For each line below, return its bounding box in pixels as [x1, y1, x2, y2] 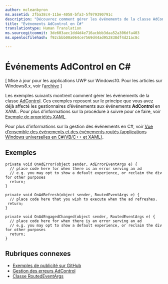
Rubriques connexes [5, 250, 71, 258]
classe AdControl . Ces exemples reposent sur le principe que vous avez [5, 98, 153, 104]
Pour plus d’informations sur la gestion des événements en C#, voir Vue [5, 123, 153, 129]
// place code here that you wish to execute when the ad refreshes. [9, 197, 157, 202]
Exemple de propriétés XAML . [5, 113, 67, 120]
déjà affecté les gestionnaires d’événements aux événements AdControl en [5, 103, 160, 109]
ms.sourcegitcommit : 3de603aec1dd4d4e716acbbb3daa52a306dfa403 [5, 30, 140, 35]
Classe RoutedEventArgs [12, 273, 64, 280]
